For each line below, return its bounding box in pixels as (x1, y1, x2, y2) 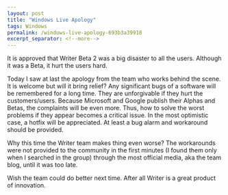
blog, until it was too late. (7, 161, 78, 169)
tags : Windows (7, 23, 48, 29)
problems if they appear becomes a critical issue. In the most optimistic (7, 111, 209, 120)
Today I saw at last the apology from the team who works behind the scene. (7, 75, 221, 83)
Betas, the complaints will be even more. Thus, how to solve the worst (7, 104, 205, 112)
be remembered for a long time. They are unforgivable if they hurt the (7, 90, 203, 98)
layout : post (7, 10, 45, 17)
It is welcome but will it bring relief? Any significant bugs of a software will (7, 82, 216, 90)
